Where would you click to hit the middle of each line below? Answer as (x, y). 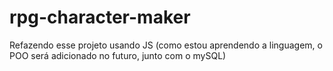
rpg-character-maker (100, 17)
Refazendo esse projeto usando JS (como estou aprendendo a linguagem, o (166, 45)
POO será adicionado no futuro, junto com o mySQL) (118, 55)
